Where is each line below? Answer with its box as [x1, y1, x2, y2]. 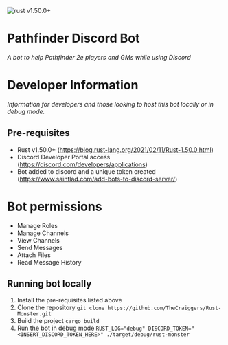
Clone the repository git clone [16, 303, 105, 312]
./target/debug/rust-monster [106, 331, 190, 338]
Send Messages [16, 243, 63, 252]
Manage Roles [16, 221, 58, 230]
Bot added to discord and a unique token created [16, 167, 156, 175]
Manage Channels [16, 229, 69, 237]
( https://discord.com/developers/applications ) [16, 160, 148, 168]
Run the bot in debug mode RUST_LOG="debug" [16, 324, 146, 333]
